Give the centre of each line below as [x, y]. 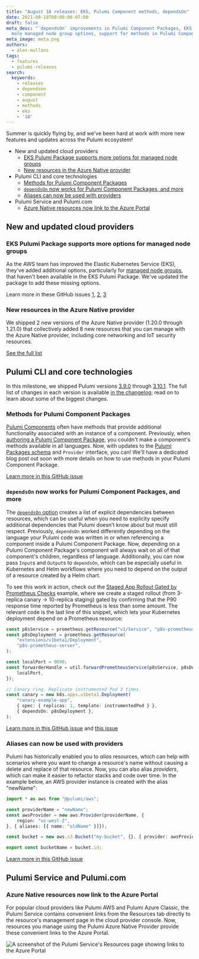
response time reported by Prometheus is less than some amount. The [92, 606]
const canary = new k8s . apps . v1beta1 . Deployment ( [69, 695]
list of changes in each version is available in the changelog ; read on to [93, 393]
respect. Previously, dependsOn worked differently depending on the [88, 531]
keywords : [23, 78]
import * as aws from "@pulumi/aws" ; [53, 799]
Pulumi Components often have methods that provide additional [84, 427]
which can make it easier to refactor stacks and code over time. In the [91, 776]
